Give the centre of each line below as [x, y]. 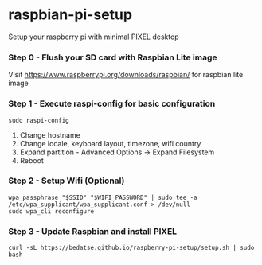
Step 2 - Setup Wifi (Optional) [66, 181]
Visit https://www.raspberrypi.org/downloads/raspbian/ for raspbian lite [126, 75]
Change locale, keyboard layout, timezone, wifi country [110, 143]
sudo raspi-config [39, 120]
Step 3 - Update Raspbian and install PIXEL [93, 231]
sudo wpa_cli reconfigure [51, 211]
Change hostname [50, 135]
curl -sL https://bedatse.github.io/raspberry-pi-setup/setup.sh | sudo [131, 248]
